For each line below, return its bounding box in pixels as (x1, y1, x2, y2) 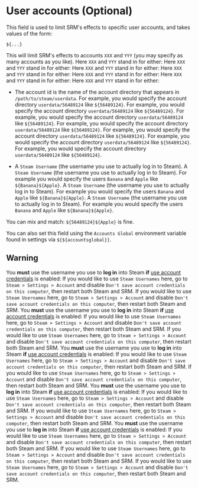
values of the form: (6, 30, 53, 37)
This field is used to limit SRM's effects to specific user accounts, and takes (6, 24, 190, 31)
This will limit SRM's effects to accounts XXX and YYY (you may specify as (6, 51, 183, 59)
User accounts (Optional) (6, 4, 133, 18)
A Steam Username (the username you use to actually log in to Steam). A (14, 163, 188, 170)
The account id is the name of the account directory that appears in (14, 88, 180, 95)
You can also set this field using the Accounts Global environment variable (6, 230, 187, 237)
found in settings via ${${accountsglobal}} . (6, 235, 112, 243)
